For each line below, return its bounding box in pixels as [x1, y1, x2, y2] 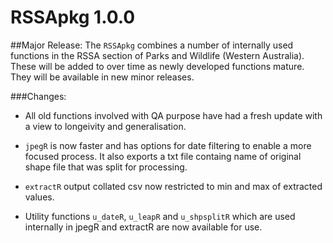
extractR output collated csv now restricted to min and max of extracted [24, 180, 323, 192]
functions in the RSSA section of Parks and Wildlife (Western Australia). [10, 49, 305, 61]
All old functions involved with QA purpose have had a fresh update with [24, 109, 323, 121]
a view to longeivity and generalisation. [24, 120, 187, 132]
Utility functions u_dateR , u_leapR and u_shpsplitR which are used [24, 210, 296, 222]
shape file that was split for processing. [24, 161, 188, 173]
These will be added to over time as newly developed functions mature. [10, 60, 305, 72]
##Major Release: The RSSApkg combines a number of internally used [10, 39, 294, 51]
